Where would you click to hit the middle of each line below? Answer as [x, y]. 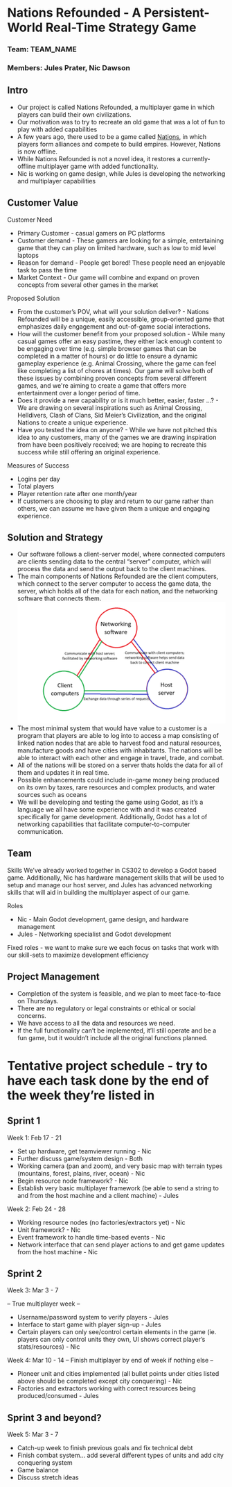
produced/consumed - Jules [58, 1396]
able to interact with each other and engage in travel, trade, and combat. [121, 758]
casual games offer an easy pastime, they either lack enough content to [119, 341]
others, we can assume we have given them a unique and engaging [113, 508]
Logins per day [38, 479]
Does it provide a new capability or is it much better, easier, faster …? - [118, 400]
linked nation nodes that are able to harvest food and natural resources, [119, 743]
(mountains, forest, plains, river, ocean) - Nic [81, 1173]
